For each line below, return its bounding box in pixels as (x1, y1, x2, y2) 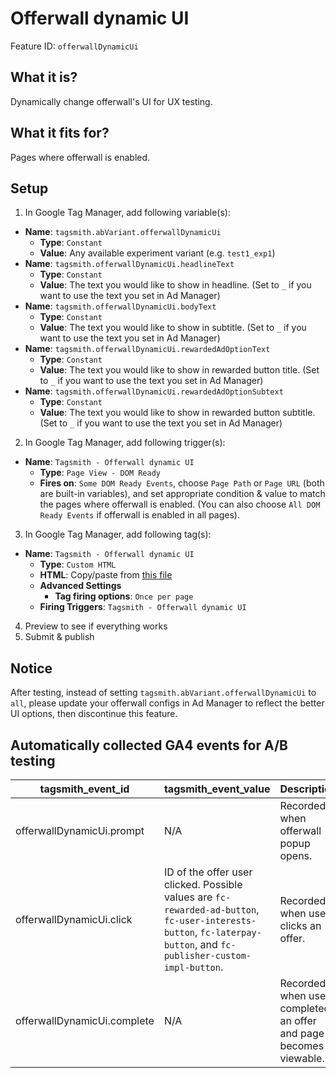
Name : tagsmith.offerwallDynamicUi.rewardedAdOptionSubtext (24, 385, 284, 397)
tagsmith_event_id (39, 782, 130, 796)
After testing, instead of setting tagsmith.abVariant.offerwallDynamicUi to (10, 687, 317, 699)
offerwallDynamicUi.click (15, 913, 133, 926)
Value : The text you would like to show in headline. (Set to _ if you (39, 279, 312, 291)
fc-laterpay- (199, 927, 262, 938)
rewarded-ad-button (163, 905, 257, 916)
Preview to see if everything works (24, 620, 168, 632)
